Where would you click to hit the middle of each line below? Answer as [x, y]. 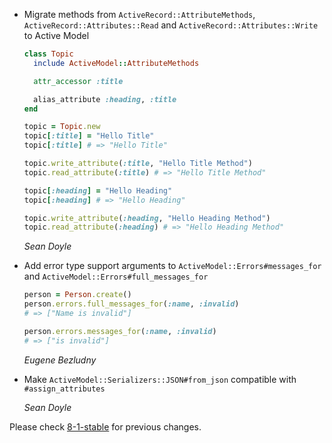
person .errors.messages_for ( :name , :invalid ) [120, 331]
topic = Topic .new [62, 127]
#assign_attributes [64, 389]
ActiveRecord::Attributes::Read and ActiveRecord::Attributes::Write [171, 25]
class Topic [48, 54]
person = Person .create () [77, 295]
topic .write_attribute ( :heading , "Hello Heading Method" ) [147, 218]
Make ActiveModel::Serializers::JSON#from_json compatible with [160, 379]
